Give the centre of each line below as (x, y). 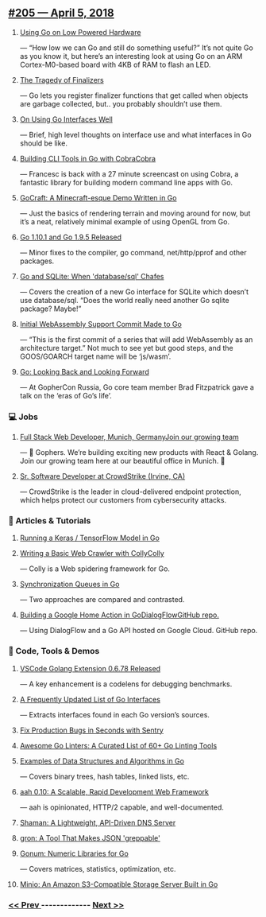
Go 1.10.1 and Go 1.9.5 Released (70, 237)
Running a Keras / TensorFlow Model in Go (90, 538)
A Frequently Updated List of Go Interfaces (90, 699)
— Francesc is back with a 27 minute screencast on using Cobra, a (129, 173)
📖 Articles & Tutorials (50, 521)
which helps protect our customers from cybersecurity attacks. (123, 500)
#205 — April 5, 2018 (61, 13)
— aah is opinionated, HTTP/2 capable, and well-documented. (122, 807)
